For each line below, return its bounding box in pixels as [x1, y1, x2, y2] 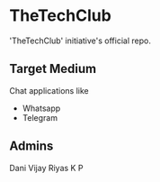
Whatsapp [22, 103, 61, 114]
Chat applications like [9, 85, 89, 96]
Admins [9, 139, 54, 154]
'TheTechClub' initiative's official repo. [9, 35, 151, 46]
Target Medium [9, 61, 97, 77]
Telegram [22, 112, 58, 123]
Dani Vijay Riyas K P [9, 162, 84, 173]
